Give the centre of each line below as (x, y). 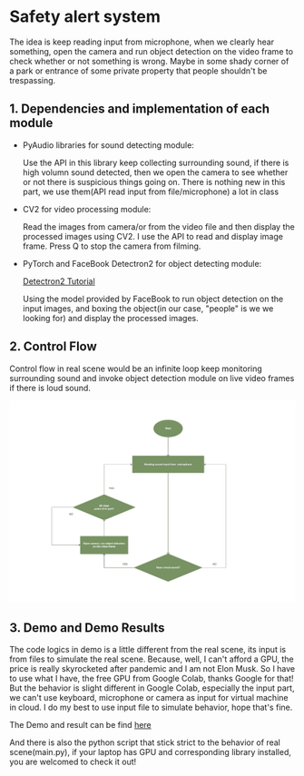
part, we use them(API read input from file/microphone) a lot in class (151, 192)
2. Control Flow (53, 347)
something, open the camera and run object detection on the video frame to (151, 51)
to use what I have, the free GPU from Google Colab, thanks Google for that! (152, 679)
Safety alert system (85, 17)
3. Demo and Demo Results (87, 628)
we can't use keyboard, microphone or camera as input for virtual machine (149, 698)
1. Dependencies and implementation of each (140, 109)
